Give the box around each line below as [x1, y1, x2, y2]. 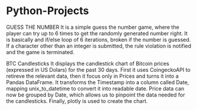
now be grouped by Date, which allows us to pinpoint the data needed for [6, 91, 185, 98]
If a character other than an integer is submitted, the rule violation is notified [6, 42, 192, 49]
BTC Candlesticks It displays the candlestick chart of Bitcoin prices [6, 60, 170, 67]
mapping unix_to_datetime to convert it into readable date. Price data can [6, 85, 185, 92]
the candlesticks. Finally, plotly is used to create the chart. [6, 97, 148, 104]
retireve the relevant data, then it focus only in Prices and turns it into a [6, 72, 179, 79]
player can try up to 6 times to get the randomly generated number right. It [6, 29, 188, 36]
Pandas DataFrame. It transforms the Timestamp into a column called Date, [6, 78, 189, 86]
